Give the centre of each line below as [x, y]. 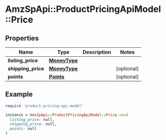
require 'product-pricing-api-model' [44, 106]
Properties [22, 38]
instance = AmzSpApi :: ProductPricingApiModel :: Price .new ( [67, 115]
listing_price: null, [32, 120]
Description [97, 52]
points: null [23, 129]
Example [19, 94]
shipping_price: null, [33, 124]
